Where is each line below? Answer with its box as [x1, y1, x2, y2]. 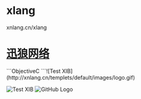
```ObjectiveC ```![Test [6, 67, 61, 75]
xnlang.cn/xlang [6, 24, 47, 31]
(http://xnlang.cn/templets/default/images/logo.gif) [6, 73, 135, 81]
